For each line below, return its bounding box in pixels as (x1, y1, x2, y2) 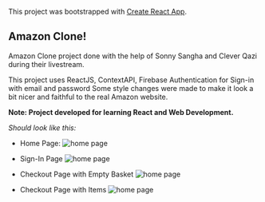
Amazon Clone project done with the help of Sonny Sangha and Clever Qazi (8, 51, 258, 61)
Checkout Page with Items (19, 184, 107, 194)
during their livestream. (8, 59, 85, 69)
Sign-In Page (19, 153, 63, 163)
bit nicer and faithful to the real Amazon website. (8, 92, 168, 101)
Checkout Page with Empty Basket (19, 169, 134, 179)
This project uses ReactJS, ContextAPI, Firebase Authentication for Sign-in (8, 75, 255, 85)
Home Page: (19, 138, 61, 148)
